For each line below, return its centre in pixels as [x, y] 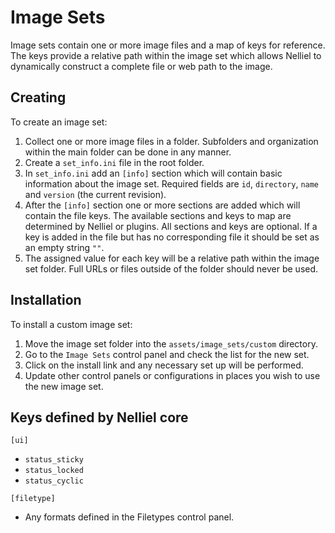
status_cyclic [54, 481]
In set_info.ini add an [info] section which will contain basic [153, 173]
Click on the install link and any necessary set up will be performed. [164, 365]
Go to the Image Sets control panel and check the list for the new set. [167, 354]
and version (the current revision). [95, 194]
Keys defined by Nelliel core [99, 417]
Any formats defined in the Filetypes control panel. [129, 517]
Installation [46, 300]
